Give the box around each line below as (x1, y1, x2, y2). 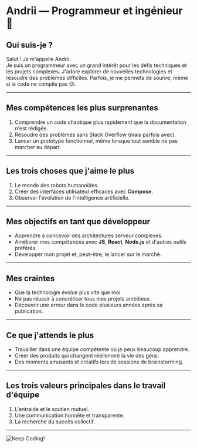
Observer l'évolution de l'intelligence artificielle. (14, 194, 130, 201)
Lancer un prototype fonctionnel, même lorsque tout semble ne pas (14, 137, 178, 144)
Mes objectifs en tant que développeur (6, 217, 151, 227)
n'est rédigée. (14, 124, 49, 132)
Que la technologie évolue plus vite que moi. (14, 289, 122, 296)
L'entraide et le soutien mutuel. (14, 405, 90, 412)
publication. (14, 308, 43, 315)
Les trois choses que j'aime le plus (6, 166, 135, 176)
